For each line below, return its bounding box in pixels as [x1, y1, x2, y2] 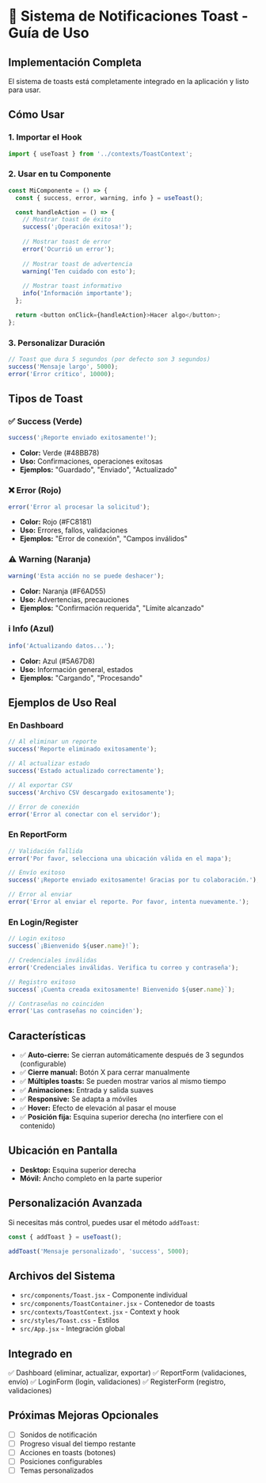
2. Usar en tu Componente [8, 168, 112, 179]
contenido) [19, 1121, 55, 1131]
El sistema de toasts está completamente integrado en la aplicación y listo [8, 77, 249, 86]
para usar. [8, 85, 41, 94]
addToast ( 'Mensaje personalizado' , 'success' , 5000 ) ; [8, 1247, 190, 1255]
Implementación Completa [8, 56, 142, 69]
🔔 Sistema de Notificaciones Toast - [8, 7, 249, 25]
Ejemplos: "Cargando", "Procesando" [19, 673, 143, 682]
